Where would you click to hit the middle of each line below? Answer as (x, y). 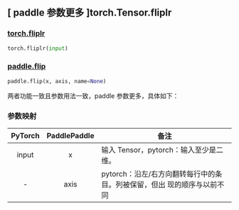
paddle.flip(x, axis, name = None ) (57, 81)
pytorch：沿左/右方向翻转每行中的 (158, 174)
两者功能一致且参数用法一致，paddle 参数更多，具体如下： (93, 95)
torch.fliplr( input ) (38, 48)
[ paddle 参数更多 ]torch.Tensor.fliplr (90, 13)
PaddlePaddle (70, 136)
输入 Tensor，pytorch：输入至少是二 (163, 150)
